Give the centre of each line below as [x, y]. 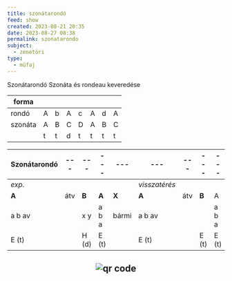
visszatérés [157, 184]
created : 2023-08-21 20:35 [46, 26]
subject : [20, 46]
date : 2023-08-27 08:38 [41, 33]
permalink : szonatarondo [43, 39]
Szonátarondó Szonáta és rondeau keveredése [74, 84]
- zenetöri [29, 52]
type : [15, 59]
